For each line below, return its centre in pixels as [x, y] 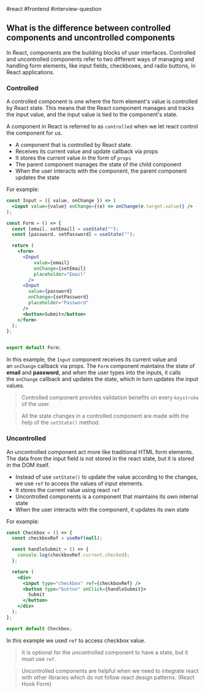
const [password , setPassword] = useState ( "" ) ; [74, 235]
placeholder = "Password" [58, 303]
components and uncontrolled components [91, 38]
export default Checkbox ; [39, 628]
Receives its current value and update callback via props [87, 151]
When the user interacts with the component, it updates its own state [102, 509]
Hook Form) [36, 684]
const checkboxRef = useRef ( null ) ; [57, 538]
